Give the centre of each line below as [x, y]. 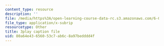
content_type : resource [29, 9]
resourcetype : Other [26, 27]
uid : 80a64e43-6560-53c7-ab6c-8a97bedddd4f [50, 36]
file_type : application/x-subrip [39, 23]
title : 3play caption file [32, 32]
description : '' [21, 14]
